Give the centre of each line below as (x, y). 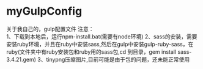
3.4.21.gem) (21, 59)
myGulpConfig (44, 11)
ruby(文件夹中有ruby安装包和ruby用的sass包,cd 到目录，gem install (91, 52)
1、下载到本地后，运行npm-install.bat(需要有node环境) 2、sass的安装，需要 (102, 36)
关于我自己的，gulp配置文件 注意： (50, 29)
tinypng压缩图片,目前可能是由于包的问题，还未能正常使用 (118, 59)
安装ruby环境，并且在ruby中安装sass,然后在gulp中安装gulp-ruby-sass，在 (100, 44)
